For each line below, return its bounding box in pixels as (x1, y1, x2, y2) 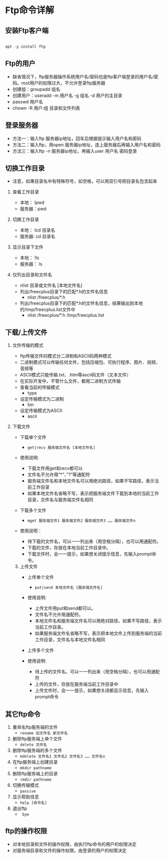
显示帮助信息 (12, 794, 39, 800)
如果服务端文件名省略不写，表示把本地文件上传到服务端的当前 (34, 631, 162, 637)
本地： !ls (19, 255, 39, 261)
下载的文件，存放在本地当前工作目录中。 (27, 545, 111, 551)
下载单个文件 (19, 434, 46, 440)
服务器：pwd (19, 206, 46, 212)
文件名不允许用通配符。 (34, 611, 83, 618)
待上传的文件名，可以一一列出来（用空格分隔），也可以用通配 (34, 669, 160, 675)
